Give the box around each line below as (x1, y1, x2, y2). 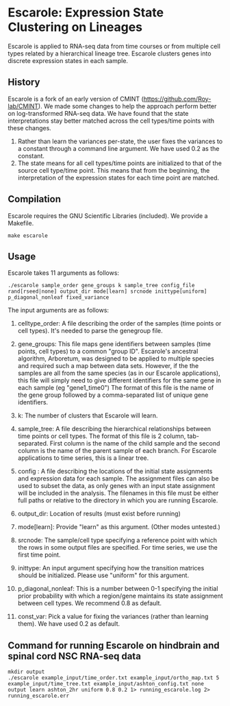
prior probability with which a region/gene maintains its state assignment (17, 592, 223, 600)
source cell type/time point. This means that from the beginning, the (17, 166, 210, 174)
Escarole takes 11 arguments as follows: (8, 269, 119, 277)
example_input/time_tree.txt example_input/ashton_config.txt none (8, 681, 205, 687)
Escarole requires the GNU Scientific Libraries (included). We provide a (8, 211, 208, 220)
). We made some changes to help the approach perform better (38, 101, 217, 110)
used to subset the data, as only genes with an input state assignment (17, 482, 216, 490)
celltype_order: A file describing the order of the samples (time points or (17, 319, 222, 328)
